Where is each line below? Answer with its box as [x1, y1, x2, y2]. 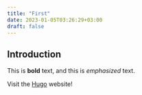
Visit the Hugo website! [7, 80, 73, 88]
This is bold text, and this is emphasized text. [7, 67, 135, 75]
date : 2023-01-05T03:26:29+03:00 [7, 17, 103, 23]
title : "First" [7, 10, 51, 17]
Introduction [7, 48, 62, 60]
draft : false [7, 23, 45, 30]
